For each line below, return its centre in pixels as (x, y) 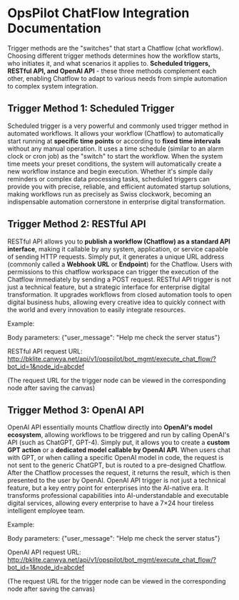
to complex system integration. (53, 86)
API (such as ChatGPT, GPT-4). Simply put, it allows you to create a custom (119, 442)
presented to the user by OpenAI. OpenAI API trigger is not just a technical (117, 481)
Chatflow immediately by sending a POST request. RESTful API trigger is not (119, 279)
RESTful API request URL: (45, 351)
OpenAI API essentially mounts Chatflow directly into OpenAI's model (110, 427)
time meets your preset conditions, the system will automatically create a (115, 164)
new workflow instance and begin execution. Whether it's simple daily (110, 171)
